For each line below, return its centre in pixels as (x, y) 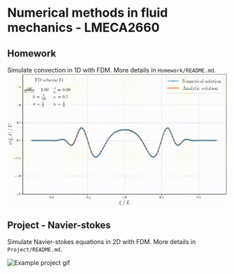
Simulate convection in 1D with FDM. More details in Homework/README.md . (112, 70)
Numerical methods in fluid (88, 13)
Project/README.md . (35, 250)
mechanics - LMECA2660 (83, 28)
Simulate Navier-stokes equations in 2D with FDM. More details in (102, 242)
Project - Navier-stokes (59, 225)
